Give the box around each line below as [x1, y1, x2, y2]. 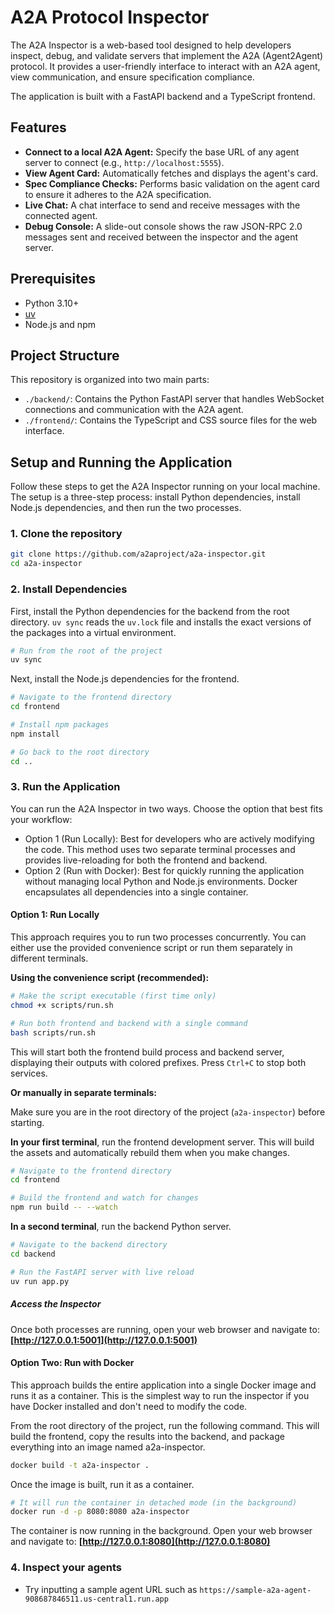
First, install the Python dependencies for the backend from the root [10, 605, 290, 617]
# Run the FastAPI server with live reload [10, 1267, 195, 1277]
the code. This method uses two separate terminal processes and [24, 843, 296, 855]
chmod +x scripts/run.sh [10, 1000, 114, 1010]
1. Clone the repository [10, 527, 123, 541]
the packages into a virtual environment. [10, 626, 177, 638]
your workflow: [10, 813, 73, 825]
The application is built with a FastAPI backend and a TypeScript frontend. [10, 90, 316, 102]
